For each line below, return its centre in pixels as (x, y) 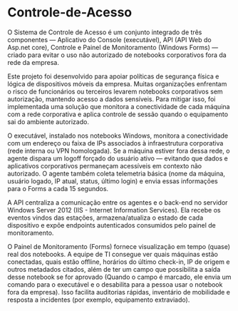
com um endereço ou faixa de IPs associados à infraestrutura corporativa (115, 143)
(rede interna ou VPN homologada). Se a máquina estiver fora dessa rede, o (119, 151)
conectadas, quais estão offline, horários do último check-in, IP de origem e (119, 262)
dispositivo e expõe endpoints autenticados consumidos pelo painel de (112, 225)
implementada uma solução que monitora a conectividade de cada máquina (119, 106)
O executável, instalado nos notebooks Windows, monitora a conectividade (118, 136)
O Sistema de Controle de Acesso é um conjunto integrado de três (105, 32)
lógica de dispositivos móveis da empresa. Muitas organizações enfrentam (117, 83)
